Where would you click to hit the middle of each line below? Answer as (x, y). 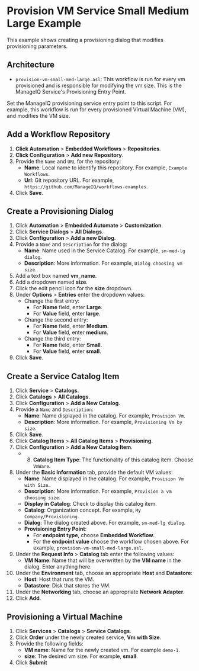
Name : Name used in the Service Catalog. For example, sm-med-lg (105, 251)
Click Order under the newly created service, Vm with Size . (88, 637)
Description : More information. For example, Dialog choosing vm (103, 263)
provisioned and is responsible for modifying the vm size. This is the (99, 85)
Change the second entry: (56, 320)
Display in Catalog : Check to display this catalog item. (90, 504)
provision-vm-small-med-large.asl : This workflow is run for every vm (100, 79)
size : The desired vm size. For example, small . (81, 656)
